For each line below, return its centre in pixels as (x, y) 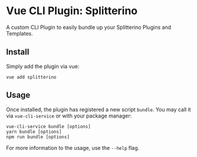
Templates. (20, 33)
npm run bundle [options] (38, 137)
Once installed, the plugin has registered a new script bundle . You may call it (98, 109)
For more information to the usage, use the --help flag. (73, 148)
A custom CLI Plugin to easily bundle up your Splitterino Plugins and (89, 27)
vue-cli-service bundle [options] (49, 126)
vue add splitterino (32, 77)
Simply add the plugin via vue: (43, 66)
